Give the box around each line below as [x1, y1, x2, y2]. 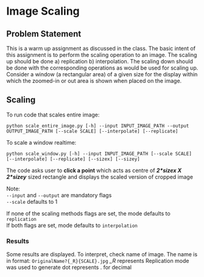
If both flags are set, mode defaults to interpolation [6, 221, 138, 229]
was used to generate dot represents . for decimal [6, 264, 132, 271]
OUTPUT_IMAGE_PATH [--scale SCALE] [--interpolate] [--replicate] [6, 128, 178, 134]
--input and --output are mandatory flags [6, 191, 112, 199]
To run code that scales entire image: [6, 111, 100, 118]
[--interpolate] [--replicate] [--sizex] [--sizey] [6, 156, 140, 162]
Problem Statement [6, 29, 82, 39]
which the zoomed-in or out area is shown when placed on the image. [6, 77, 182, 84]
